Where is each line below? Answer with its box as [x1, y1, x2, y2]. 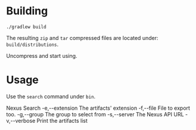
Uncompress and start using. [6, 52, 77, 59]
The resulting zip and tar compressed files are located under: [6, 34, 158, 41]
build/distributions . [6, 41, 59, 48]
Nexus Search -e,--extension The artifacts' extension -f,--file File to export [6, 104, 191, 112]
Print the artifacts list [36, 117, 88, 124]
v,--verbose [6, 117, 36, 124]
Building [6, 4, 48, 18]
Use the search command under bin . [6, 92, 96, 100]
